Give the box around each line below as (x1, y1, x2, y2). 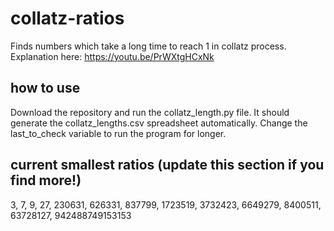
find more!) (10, 172, 82, 189)
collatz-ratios (10, 7, 125, 30)
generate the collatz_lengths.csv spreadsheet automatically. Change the (10, 117, 308, 129)
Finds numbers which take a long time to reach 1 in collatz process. (10, 40, 287, 52)
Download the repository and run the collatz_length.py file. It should (10, 106, 290, 118)
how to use (10, 80, 81, 97)
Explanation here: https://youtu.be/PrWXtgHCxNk (10, 50, 215, 62)
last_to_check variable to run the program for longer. (10, 127, 227, 139)
